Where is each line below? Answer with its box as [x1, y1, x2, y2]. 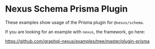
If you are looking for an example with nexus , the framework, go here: [5, 29, 145, 34]
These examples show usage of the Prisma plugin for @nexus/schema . [5, 19, 144, 25]
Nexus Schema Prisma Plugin [5, 3, 128, 15]
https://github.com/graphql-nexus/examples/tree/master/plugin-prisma [5, 38, 150, 44]
